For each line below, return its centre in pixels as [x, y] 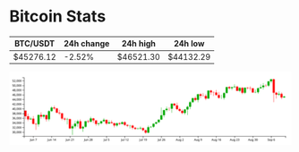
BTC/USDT [35, 44]
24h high [139, 44]
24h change [87, 44]
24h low [189, 44]
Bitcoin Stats [58, 17]
